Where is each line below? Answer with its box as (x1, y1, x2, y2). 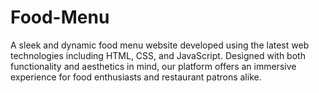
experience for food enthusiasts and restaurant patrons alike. (10, 71, 262, 83)
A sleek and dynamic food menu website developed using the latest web (10, 39, 310, 51)
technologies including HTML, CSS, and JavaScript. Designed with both (10, 49, 306, 61)
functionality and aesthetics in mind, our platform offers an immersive (10, 60, 297, 72)
